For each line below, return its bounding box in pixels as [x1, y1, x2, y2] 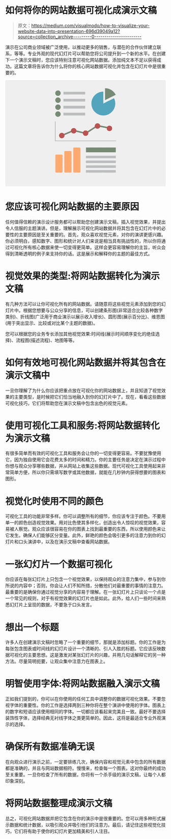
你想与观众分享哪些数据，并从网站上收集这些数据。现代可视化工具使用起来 [5, 463, 161, 469]
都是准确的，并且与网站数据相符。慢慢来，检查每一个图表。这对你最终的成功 [5, 765, 166, 771]
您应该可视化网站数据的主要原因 [5, 201, 139, 212]
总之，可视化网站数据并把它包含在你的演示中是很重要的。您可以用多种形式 [5, 816, 161, 822]
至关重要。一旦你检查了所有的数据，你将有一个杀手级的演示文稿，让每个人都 [5, 772, 166, 778]
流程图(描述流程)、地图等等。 [16, 337, 77, 343]
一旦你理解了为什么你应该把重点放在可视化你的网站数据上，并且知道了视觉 [5, 387, 161, 394]
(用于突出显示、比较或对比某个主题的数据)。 [5, 320, 98, 326]
